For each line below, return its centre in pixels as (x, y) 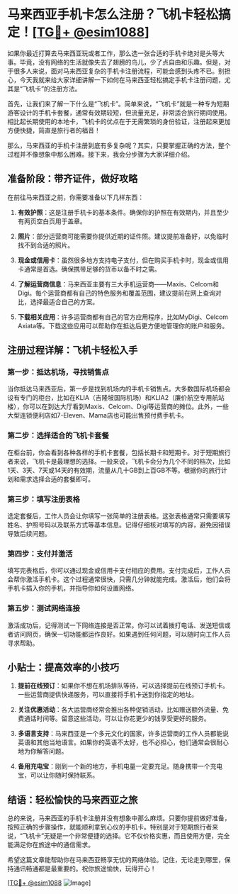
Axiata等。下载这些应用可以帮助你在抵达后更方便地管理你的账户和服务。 (123, 325)
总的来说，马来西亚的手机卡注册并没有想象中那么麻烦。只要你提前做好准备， (119, 818)
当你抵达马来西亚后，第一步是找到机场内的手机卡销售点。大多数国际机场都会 (119, 389)
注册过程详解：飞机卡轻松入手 (73, 351)
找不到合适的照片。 (46, 245)
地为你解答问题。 (42, 751)
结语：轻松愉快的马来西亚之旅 (73, 799)
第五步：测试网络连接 (44, 608)
